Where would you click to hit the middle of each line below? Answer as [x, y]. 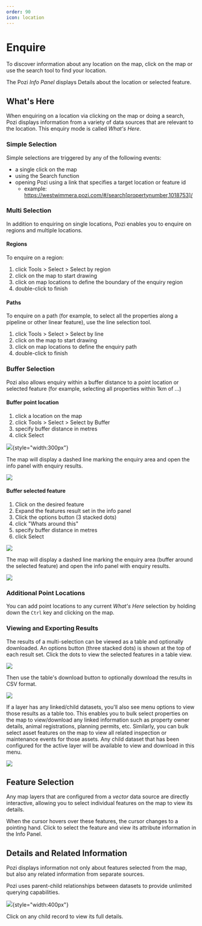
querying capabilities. [33, 892]
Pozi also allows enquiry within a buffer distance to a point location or [93, 382]
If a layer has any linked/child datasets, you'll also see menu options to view [100, 707]
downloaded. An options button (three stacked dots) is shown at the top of [99, 648]
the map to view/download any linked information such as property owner [98, 720]
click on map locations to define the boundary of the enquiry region [99, 282]
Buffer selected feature [36, 491]
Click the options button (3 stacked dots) [66, 517]
